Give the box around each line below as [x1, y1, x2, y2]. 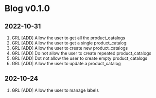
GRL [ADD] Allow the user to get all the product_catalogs [11, 35, 125, 41]
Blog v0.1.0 [4, 3, 50, 14]
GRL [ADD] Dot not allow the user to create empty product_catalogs [11, 56, 148, 61]
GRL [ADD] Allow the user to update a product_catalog [11, 61, 121, 66]
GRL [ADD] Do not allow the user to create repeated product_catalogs [11, 50, 152, 56]
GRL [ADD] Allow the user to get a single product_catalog [11, 40, 127, 46]
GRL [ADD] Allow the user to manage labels [11, 87, 99, 93]
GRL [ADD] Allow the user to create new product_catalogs [11, 45, 128, 51]
